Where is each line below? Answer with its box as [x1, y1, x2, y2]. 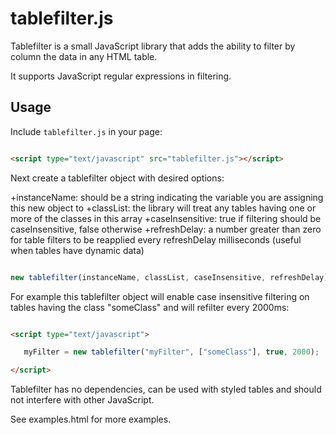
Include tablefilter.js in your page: [10, 125, 163, 137]
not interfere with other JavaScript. [10, 394, 155, 406]
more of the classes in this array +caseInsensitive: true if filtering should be [10, 212, 322, 224]
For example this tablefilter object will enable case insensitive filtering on [10, 290, 310, 302]
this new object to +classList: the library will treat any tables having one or [10, 202, 317, 214]
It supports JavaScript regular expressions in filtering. [10, 70, 232, 82]
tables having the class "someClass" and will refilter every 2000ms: [10, 301, 290, 313]
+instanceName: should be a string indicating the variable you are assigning [10, 191, 324, 203]
